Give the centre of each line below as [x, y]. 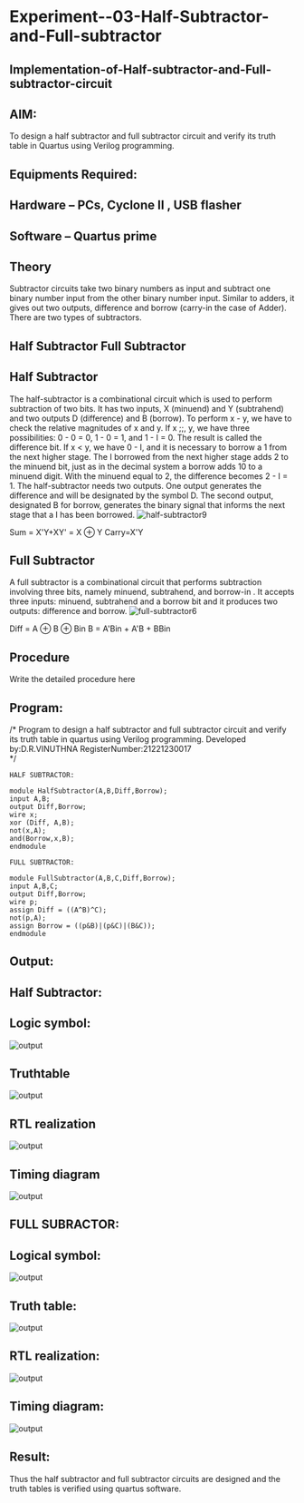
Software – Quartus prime [83, 236]
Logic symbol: [50, 1024]
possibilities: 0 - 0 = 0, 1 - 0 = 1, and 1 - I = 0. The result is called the [136, 437]
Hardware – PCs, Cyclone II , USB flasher [126, 205]
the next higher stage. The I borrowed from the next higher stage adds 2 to [149, 456]
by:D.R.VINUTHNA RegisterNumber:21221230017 [100, 749]
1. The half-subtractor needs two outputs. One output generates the [136, 485]
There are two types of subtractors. [76, 317]
